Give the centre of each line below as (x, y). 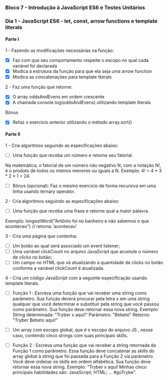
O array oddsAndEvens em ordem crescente (58, 97)
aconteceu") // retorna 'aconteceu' (41, 226)
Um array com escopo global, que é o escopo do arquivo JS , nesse (82, 330)
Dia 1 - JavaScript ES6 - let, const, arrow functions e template (81, 21)
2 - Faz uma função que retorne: (39, 87)
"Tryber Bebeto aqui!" (35, 320)
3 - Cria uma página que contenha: (41, 236)
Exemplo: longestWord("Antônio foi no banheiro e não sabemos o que (77, 221)
